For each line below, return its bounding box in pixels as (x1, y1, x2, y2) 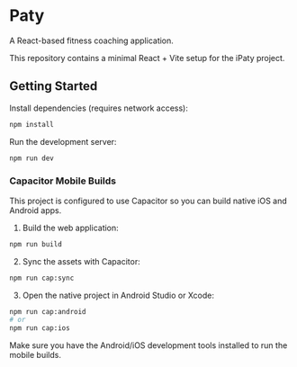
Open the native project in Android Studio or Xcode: (22, 290, 214, 300)
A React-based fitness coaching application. (9, 35, 174, 46)
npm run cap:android (9, 307, 87, 316)
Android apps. (9, 204, 62, 216)
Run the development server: (9, 136, 117, 147)
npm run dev (9, 154, 54, 163)
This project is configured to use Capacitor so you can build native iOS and (9, 195, 288, 206)
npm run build (9, 239, 63, 248)
